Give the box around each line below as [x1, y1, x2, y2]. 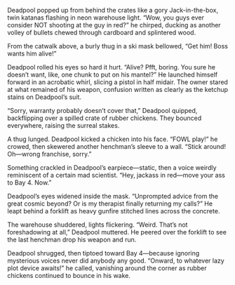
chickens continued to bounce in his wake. [7, 272, 131, 279]
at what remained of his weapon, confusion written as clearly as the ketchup [7, 86, 229, 93]
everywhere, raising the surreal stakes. [7, 121, 120, 129]
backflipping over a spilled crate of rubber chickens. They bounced [7, 114, 202, 122]
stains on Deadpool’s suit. [7, 93, 82, 101]
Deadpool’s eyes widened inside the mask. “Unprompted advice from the [7, 192, 219, 200]
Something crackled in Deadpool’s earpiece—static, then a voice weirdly [7, 164, 217, 171]
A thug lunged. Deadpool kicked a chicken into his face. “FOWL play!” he [7, 135, 218, 143]
